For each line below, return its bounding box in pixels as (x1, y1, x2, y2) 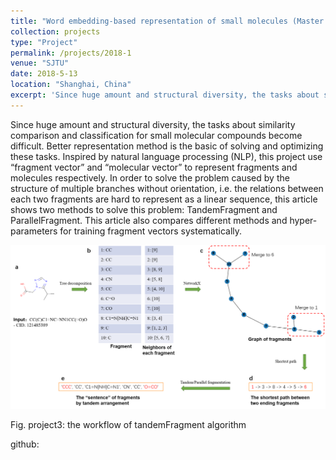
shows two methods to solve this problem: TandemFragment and (10, 203, 278, 215)
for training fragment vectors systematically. (59, 225, 243, 237)
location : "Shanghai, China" (10, 80, 132, 90)
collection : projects (10, 26, 101, 37)
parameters (10, 225, 58, 237)
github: (10, 438, 40, 450)
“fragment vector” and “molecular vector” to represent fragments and (10, 161, 298, 173)
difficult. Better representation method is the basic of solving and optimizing (10, 140, 324, 152)
